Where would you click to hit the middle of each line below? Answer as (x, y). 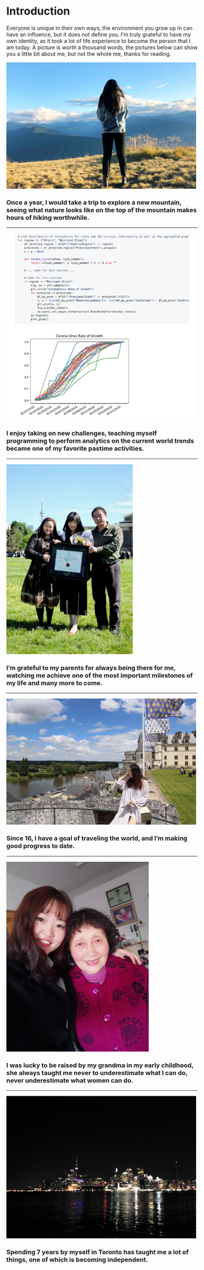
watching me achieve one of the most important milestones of (100, 675)
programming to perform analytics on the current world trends (100, 441)
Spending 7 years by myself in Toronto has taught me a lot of (98, 1252)
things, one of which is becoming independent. (77, 1260)
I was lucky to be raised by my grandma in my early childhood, (100, 1065)
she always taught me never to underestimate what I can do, (97, 1073)
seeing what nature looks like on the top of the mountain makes (102, 210)
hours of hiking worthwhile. (48, 217)
